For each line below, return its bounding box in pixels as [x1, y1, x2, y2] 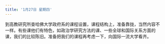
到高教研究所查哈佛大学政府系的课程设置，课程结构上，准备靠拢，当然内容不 [5, 21, 160, 27]
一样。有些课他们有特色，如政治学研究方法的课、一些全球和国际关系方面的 [5, 27, 156, 33]
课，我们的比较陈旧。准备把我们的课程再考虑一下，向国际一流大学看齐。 [5, 33, 151, 39]
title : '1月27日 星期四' [5, 7, 53, 12]
